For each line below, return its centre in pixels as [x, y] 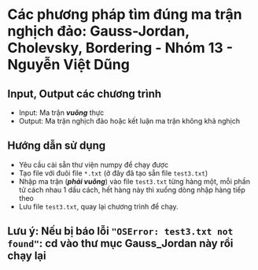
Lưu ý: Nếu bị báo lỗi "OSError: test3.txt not [120, 231]
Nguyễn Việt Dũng [69, 65]
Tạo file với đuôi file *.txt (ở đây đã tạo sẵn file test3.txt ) [113, 173]
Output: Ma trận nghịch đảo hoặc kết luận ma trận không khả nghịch [129, 121]
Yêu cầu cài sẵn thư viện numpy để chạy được [94, 165]
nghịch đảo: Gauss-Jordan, [98, 31]
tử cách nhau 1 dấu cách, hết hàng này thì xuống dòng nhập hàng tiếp [132, 190]
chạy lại [27, 256]
